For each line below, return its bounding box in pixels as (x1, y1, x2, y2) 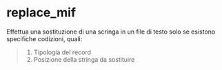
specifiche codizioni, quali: (6, 34, 83, 43)
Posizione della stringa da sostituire (33, 55, 135, 63)
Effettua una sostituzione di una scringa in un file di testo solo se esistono (6, 27, 216, 36)
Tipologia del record (33, 48, 91, 56)
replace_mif (6, 5, 77, 21)
